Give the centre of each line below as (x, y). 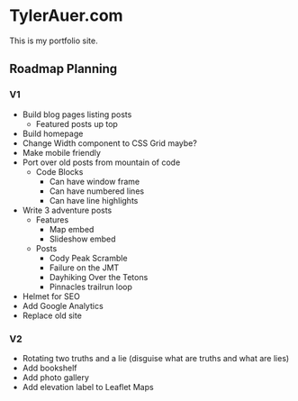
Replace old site (52, 315)
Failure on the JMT (84, 268)
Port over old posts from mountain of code (101, 162)
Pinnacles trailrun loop (91, 287)
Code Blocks (59, 171)
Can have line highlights (94, 200)
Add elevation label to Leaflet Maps (88, 387)
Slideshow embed (82, 239)
